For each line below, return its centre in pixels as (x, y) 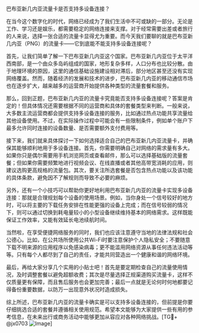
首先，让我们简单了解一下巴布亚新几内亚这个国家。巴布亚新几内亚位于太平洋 (99, 56)
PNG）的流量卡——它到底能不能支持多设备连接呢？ (89, 44)
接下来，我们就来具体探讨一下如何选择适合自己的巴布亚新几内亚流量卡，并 (97, 140)
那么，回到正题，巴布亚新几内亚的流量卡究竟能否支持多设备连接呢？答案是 (97, 98)
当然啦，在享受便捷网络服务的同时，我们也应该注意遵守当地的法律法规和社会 (99, 232)
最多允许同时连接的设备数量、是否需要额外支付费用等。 (73, 128)
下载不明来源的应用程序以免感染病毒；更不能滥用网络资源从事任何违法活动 (97, 247)
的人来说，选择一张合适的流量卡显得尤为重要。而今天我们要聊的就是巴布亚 (97, 36)
